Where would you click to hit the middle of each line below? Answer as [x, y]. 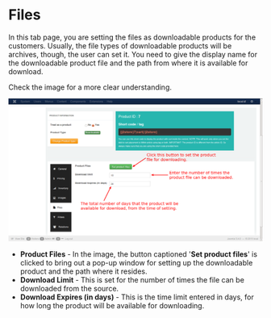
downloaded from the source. [69, 288]
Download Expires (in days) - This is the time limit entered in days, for [137, 297]
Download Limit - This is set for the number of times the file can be [132, 279]
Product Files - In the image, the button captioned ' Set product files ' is [139, 254]
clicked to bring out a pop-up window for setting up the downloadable [136, 262]
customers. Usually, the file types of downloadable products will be [120, 45]
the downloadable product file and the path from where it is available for [128, 63]
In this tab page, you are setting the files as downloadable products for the [132, 37]
